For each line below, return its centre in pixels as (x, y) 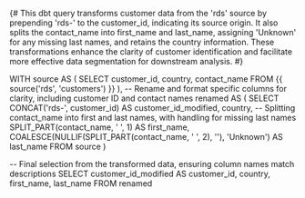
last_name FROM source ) (58, 146)
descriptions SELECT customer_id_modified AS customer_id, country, (140, 173)
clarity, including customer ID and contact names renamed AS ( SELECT (144, 98)
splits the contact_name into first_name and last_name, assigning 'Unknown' (153, 32)
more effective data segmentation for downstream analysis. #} (127, 61)
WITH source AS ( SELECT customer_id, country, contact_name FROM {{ (146, 79)
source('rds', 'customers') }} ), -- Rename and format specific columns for (148, 89)
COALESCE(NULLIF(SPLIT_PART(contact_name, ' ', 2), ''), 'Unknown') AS (147, 137)
